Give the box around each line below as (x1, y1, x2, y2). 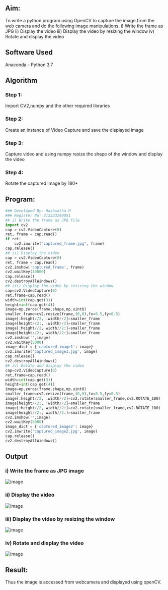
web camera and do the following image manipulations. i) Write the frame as (5, 23, 163, 29)
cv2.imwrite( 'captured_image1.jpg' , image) (5, 349, 98, 354)
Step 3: (5, 139, 24, 146)
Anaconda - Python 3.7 (5, 62, 53, 68)
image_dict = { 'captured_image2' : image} (5, 424, 94, 430)
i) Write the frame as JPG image (5, 467, 85, 474)
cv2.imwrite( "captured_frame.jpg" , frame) (14, 241, 105, 246)
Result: (5, 565, 28, 574)
